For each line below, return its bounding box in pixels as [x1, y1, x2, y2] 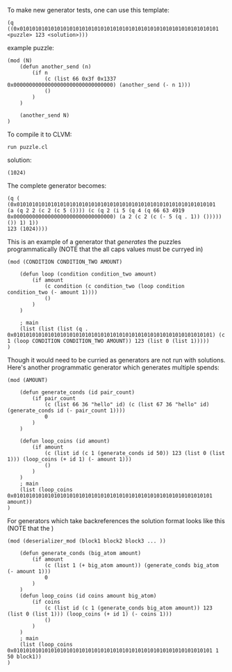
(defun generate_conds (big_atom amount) [19, 550, 141, 557]
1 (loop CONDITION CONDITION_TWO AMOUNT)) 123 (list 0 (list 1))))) [7, 337, 210, 344]
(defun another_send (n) [19, 63, 92, 70]
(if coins [32, 598, 60, 605]
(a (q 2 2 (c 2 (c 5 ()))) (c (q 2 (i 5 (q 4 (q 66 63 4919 [7, 207, 185, 214]
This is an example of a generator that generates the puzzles [7, 238, 182, 246]
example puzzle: [7, 44, 54, 51]
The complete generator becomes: [7, 182, 107, 190]
